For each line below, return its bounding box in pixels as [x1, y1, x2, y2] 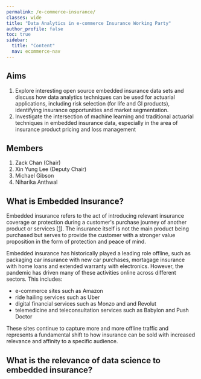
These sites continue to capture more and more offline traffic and [6, 325, 169, 332]
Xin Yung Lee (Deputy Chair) [14, 166, 87, 173]
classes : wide [6, 15, 42, 21]
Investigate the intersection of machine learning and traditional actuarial [14, 113, 194, 120]
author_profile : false [6, 25, 63, 32]
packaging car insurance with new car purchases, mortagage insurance [6, 256, 185, 264]
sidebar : [6, 37, 28, 43]
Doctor [14, 313, 33, 320]
